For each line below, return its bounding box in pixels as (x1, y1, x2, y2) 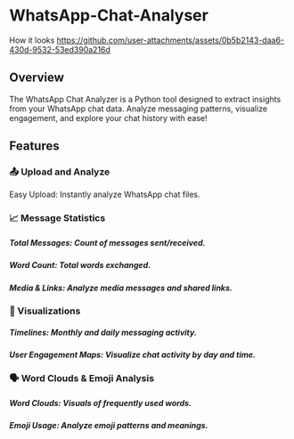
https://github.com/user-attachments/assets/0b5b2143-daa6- (56, 35, 285, 45)
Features (9, 139, 60, 154)
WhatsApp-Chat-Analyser (9, 5, 209, 26)
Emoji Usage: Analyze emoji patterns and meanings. (9, 420, 208, 431)
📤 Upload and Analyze (9, 166, 110, 178)
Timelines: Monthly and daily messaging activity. (9, 327, 198, 337)
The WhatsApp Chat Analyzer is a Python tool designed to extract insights (9, 93, 282, 104)
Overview (9, 70, 65, 85)
